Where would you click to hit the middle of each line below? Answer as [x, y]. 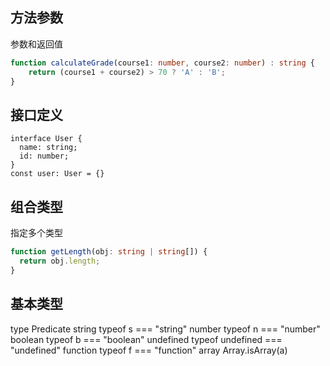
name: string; [48, 148]
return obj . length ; [60, 261]
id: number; [44, 156]
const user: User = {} [57, 174]
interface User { [46, 139]
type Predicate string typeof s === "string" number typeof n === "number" [165, 329]
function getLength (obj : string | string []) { [109, 252]
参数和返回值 [36, 44]
